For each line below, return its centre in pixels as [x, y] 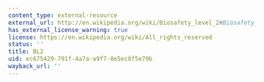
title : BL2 [26, 52]
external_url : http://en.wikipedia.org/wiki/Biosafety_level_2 [114, 23]
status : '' [26, 45]
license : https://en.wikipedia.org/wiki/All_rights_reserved [110, 37]
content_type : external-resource [63, 15]
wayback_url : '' [35, 66]
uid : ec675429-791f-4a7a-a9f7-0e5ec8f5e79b [81, 59]
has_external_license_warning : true [68, 30]
